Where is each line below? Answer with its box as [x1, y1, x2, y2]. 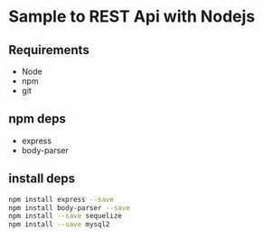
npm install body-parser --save [8, 203, 130, 213]
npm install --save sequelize [8, 212, 123, 221]
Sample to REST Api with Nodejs [8, 6, 255, 27]
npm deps [8, 111, 67, 127]
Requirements [8, 42, 90, 58]
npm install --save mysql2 [8, 220, 110, 229]
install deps [8, 171, 76, 187]
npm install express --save [8, 195, 115, 204]
